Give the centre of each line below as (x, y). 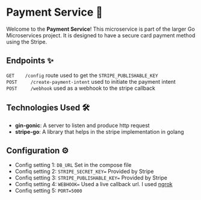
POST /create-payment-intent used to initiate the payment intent (91, 81)
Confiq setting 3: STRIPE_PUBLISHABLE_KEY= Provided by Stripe (91, 178)
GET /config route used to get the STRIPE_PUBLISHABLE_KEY (82, 75)
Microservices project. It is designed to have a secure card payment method (101, 35)
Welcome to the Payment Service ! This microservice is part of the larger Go (101, 29)
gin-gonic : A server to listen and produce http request (82, 125)
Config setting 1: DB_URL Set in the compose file (73, 165)
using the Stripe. (26, 42)
